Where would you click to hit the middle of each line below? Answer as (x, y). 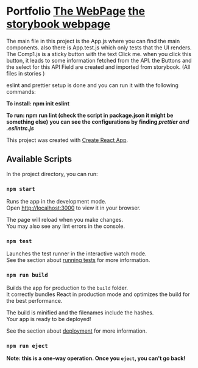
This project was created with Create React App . (67, 140)
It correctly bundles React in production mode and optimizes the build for (98, 294)
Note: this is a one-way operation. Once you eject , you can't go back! (96, 358)
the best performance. (34, 300)
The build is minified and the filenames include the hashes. (80, 313)
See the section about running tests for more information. (78, 260)
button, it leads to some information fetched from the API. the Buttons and (99, 60)
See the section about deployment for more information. (77, 331)
